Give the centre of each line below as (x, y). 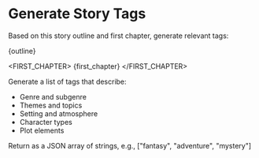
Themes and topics (51, 105)
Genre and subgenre (53, 96)
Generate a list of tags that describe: (68, 81)
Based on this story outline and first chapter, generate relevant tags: (118, 36)
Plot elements (42, 130)
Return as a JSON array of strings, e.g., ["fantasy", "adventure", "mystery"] (130, 145)
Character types (46, 122)
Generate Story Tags (77, 14)
